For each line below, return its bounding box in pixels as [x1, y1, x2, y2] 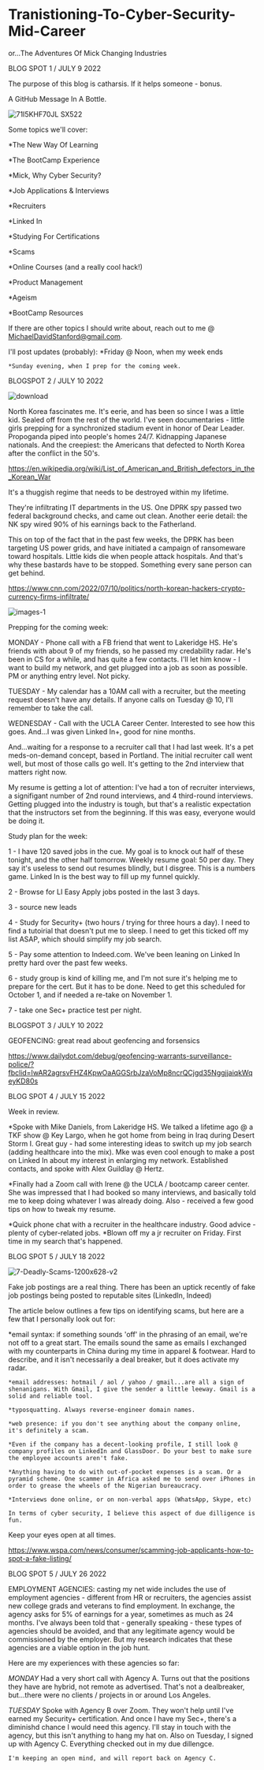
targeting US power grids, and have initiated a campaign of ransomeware [8, 542, 246, 553]
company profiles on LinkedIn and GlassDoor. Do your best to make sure [8, 1447, 252, 1455]
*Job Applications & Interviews [8, 185, 110, 195]
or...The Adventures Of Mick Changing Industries [8, 48, 167, 58]
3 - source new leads [8, 902, 77, 911]
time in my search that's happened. [8, 1236, 123, 1246]
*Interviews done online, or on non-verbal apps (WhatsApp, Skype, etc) [8, 1496, 252, 1504]
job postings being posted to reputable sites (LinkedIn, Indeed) [8, 1291, 212, 1300]
